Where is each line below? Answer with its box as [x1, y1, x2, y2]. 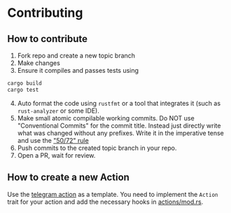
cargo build [7, 80, 42, 87]
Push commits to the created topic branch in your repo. [17, 144, 177, 152]
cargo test [7, 86, 39, 93]
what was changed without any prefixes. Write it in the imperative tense [17, 128, 224, 137]
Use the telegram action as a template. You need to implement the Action [7, 190, 218, 198]
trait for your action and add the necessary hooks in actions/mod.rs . [7, 198, 204, 206]
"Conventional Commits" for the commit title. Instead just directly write [17, 121, 221, 130]
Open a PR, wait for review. [17, 151, 96, 159]
